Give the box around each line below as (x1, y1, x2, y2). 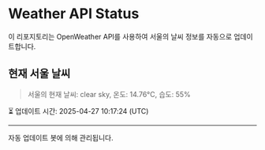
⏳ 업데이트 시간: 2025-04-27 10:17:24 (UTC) (8, 106, 149, 115)
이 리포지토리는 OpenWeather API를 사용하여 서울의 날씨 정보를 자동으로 (8, 32, 233, 41)
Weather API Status (8, 5, 140, 23)
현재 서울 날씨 (8, 67, 71, 81)
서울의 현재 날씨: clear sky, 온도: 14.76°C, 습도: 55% (27, 89, 191, 99)
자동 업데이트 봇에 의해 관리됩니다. (8, 133, 114, 142)
